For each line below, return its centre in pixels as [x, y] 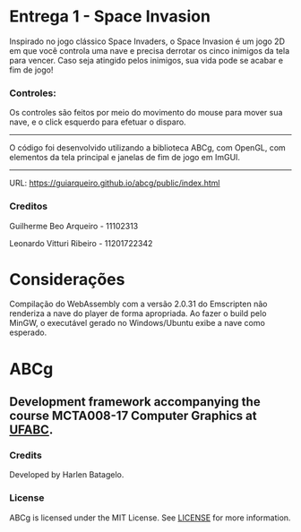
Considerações [67, 279]
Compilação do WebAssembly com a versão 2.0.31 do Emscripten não [138, 304]
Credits [26, 455]
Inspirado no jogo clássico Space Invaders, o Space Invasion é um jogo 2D [147, 41]
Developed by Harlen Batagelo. [67, 475]
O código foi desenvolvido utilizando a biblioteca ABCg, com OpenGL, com [148, 148]
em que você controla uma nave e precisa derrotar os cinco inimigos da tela [150, 50]
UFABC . [31, 430]
